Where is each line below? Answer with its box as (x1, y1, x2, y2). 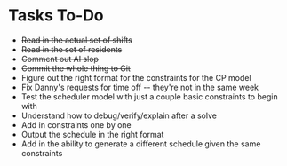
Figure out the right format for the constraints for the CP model (20, 72, 251, 83)
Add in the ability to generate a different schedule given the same (20, 138, 261, 149)
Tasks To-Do (8, 5, 104, 26)
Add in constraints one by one (20, 119, 132, 130)
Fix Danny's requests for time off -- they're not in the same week (20, 82, 259, 92)
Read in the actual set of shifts (20, 35, 132, 45)
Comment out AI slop (20, 53, 100, 64)
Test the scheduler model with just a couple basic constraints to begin (20, 91, 278, 102)
